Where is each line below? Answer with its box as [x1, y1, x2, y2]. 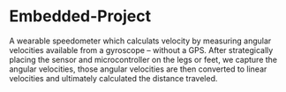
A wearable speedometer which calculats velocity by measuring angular [9, 35, 272, 46]
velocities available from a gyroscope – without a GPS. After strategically [9, 44, 274, 55]
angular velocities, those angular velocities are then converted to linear [9, 64, 267, 74]
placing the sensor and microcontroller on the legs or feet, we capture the [9, 54, 278, 65]
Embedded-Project [9, 6, 152, 27]
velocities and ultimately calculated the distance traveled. [9, 73, 218, 83]
